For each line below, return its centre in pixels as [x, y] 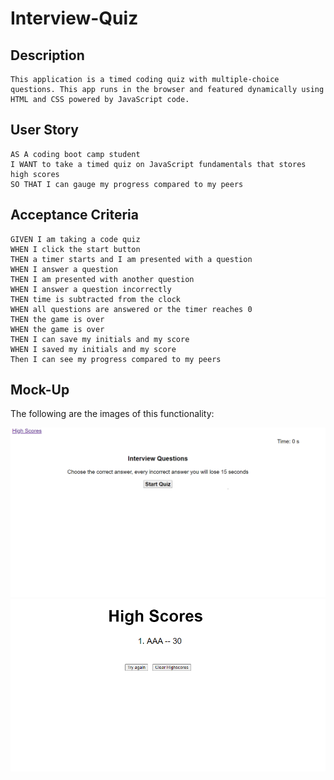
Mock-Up [40, 390]
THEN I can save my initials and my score [100, 339]
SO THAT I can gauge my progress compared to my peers [127, 184]
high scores [35, 174]
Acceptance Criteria [74, 215]
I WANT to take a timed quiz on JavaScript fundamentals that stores [158, 164]
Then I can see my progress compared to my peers [116, 359]
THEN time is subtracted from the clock [96, 299]
